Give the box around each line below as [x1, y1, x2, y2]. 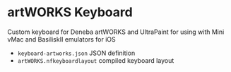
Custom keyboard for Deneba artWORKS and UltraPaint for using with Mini [7, 28, 225, 36]
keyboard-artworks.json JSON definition [17, 49, 136, 57]
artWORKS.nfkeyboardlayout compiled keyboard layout [17, 56, 174, 64]
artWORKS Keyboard [7, 4, 133, 20]
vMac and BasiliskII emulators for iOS [7, 35, 116, 43]
